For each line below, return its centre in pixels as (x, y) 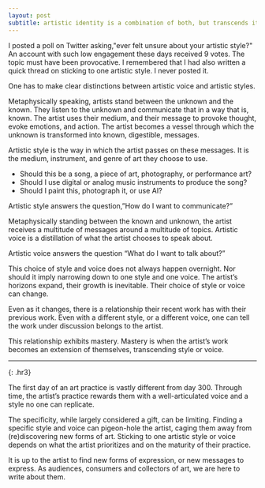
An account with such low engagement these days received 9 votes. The (127, 54)
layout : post (30, 15)
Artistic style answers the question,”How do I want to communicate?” (121, 205)
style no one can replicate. (51, 404)
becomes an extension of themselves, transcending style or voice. (116, 349)
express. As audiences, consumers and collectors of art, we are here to (124, 468)
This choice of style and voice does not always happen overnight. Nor (122, 268)
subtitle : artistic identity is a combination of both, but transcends (128, 23)
